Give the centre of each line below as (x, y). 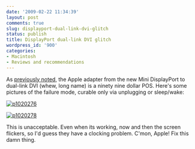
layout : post (22, 17)
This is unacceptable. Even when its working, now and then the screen (94, 127)
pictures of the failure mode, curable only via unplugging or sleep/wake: (95, 92)
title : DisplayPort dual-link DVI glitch (59, 40)
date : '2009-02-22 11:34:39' (43, 12)
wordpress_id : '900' (32, 46)
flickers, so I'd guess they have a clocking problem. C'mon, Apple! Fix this (97, 133)
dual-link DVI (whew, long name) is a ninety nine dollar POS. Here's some (97, 85)
